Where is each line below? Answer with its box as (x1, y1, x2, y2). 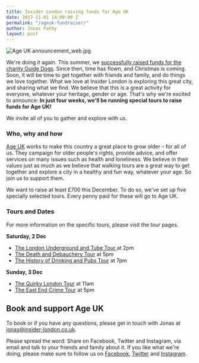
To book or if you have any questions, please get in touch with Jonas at (6, 319, 181, 327)
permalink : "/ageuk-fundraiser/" (6, 20, 89, 26)
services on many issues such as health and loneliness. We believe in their (6, 156, 189, 163)
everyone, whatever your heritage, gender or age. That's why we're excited (6, 91, 191, 98)
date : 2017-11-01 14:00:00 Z (6, 14, 78, 20)
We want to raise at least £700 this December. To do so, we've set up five (6, 186, 187, 194)
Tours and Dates (6, 207, 55, 216)
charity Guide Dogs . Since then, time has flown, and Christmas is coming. (6, 65, 187, 72)
